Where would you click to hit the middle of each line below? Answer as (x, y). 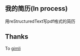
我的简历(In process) (36, 9)
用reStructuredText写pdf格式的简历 (40, 21)
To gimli (13, 48)
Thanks (17, 37)
